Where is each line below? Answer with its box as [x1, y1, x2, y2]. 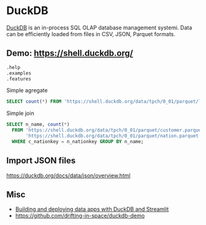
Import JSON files [6, 155, 76, 166]
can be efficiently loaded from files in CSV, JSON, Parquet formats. [6, 30, 176, 37]
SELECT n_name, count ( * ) [6, 122, 70, 128]
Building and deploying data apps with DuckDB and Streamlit [15, 205, 169, 213]
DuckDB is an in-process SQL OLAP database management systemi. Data [6, 24, 193, 31]
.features [6, 76, 32, 82]
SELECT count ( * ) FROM [6, 98, 62, 105]
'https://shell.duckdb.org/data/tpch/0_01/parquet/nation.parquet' [25, 133, 202, 139]
